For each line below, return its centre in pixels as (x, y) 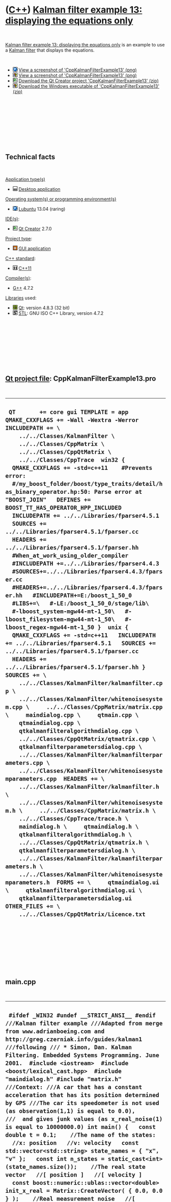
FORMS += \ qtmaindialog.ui (108, 882)
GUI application (35, 248)
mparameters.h (27, 882)
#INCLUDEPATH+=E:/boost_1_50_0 (82, 595)
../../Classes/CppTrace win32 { (72, 460)
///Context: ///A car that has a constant (74, 1087)
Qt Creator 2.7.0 (35, 229)
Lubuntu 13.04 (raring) (42, 209)
